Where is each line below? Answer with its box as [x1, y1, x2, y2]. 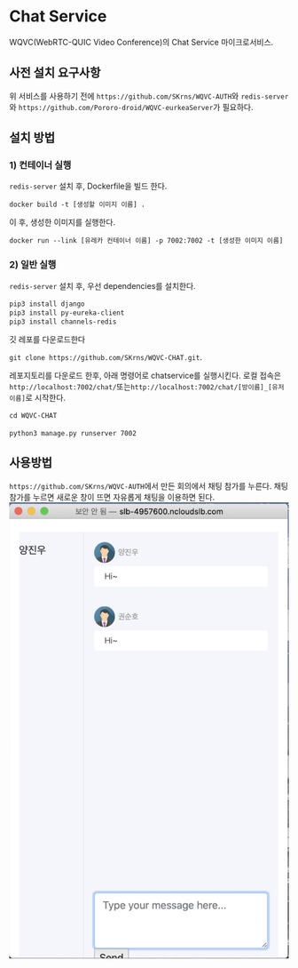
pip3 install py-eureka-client [9, 308, 125, 317]
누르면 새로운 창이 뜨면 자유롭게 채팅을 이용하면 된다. [32, 492, 216, 502]
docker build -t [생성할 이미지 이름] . [9, 200, 146, 210]
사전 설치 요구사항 [9, 65, 101, 81]
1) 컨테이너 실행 [9, 159, 72, 172]
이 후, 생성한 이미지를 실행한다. [9, 217, 116, 228]
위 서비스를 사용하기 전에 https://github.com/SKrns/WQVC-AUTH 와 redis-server [9, 91, 289, 101]
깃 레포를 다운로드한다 [9, 333, 86, 344]
